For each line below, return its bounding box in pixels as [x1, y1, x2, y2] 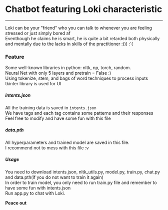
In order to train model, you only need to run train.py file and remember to [5, 179, 157, 186]
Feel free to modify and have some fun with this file [5, 115, 111, 121]
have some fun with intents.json [5, 185, 71, 191]
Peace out [5, 200, 26, 206]
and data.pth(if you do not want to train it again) [5, 174, 104, 180]
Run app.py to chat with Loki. [5, 190, 65, 196]
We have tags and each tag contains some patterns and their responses [5, 110, 153, 116]
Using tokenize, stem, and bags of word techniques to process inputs [5, 75, 148, 81]
